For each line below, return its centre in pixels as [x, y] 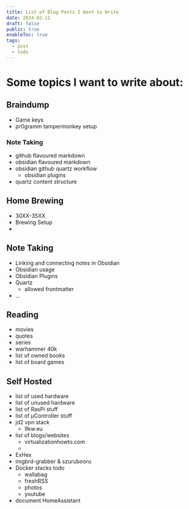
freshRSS [36, 481]
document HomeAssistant [48, 500]
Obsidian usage [35, 269]
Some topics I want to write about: [95, 82]
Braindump [28, 105]
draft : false [23, 23]
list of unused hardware [45, 403]
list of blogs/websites [42, 435]
